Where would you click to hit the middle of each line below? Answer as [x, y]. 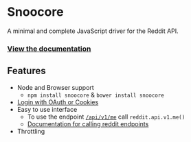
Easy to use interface [47, 109]
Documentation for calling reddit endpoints [88, 123]
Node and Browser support [55, 87]
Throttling [31, 131]
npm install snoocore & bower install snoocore [96, 95]
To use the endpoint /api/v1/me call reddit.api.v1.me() [106, 117]
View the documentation [49, 49]
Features [26, 71]
